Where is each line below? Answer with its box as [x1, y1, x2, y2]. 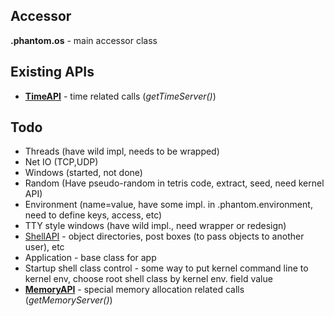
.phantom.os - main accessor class [10, 34, 158, 46]
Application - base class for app [24, 252, 157, 264]
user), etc [24, 241, 65, 253]
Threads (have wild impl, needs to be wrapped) [24, 145, 220, 158]
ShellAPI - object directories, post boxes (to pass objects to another [24, 230, 305, 243]
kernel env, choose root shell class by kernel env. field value [24, 273, 273, 285]
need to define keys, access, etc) [24, 209, 163, 221]
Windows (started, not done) [24, 167, 143, 179]
